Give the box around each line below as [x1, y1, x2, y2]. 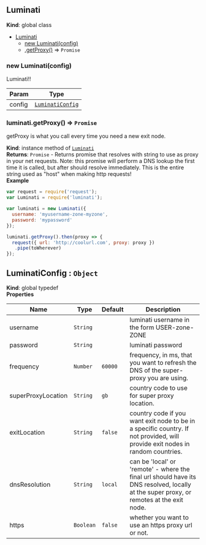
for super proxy [129, 391, 174, 400]
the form [129, 323, 154, 332]
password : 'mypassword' [12, 217, 72, 223]
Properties [6, 291, 34, 298]
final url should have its [129, 472, 196, 481]
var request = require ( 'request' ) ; [6, 189, 97, 195]
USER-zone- [155, 323, 194, 332]
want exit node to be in [129, 416, 195, 425]
